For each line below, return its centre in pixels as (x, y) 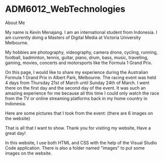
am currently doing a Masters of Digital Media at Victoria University (73, 37)
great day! (15, 133)
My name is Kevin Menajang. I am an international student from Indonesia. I (81, 32)
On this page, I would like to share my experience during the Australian (77, 72)
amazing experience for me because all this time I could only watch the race (82, 93)
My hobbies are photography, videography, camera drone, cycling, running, (82, 52)
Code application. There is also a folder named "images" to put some (75, 148)
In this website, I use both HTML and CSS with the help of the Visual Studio (81, 143)
